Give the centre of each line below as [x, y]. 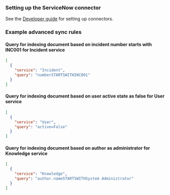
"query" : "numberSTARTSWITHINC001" [52, 75]
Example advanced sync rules [44, 32]
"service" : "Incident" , [40, 70]
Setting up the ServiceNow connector [53, 8]
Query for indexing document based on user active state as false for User [85, 96]
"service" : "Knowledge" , [41, 174]
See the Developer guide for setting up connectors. [59, 19]
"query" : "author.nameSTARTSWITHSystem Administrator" [74, 179]
